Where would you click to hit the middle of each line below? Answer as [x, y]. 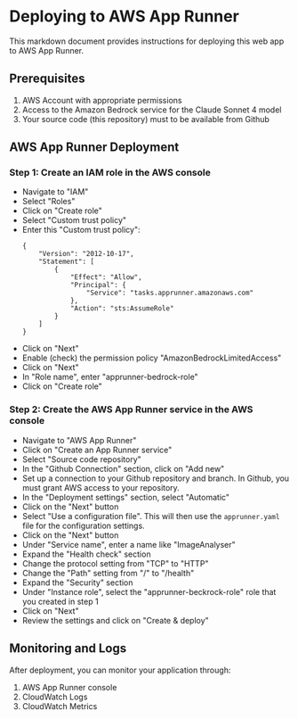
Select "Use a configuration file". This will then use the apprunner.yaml [151, 516]
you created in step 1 [60, 601]
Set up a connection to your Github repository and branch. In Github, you [156, 478]
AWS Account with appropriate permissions [102, 100]
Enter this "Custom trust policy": [81, 230]
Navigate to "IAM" [55, 192]
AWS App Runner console [69, 687]
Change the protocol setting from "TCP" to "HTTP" [115, 563]
